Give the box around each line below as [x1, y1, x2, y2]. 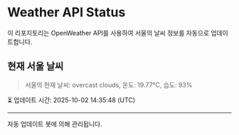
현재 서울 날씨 [7, 60, 64, 72]
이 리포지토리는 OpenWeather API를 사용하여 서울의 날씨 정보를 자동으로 [7, 28, 210, 37]
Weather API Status [7, 4, 126, 21]
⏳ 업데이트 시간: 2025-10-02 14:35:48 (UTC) [7, 95, 136, 104]
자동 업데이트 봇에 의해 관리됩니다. [7, 119, 102, 128]
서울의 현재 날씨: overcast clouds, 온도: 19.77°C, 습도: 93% [24, 80, 193, 89]
